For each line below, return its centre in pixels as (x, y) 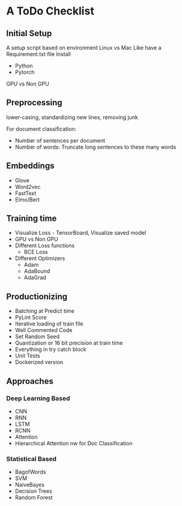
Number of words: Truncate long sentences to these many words (96, 147)
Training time (32, 219)
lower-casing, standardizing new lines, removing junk (72, 117)
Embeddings (30, 166)
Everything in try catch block (50, 350)
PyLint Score (31, 318)
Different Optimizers (40, 258)
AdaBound (37, 271)
